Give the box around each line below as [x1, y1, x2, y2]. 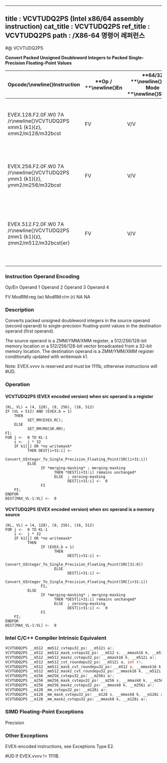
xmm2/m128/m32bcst [7, 130, 61, 137]
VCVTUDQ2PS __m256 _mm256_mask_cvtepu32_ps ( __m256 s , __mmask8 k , [5, 678, 148, 683]
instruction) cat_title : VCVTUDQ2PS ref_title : [5, 22, 150, 31]
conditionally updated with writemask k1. [5, 354, 88, 360]
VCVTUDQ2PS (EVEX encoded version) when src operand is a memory [5, 506, 155, 513]
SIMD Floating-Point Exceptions [5, 708, 84, 715]
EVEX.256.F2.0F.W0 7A [7, 163, 64, 170]
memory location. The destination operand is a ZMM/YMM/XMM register [5, 348, 154, 354]
